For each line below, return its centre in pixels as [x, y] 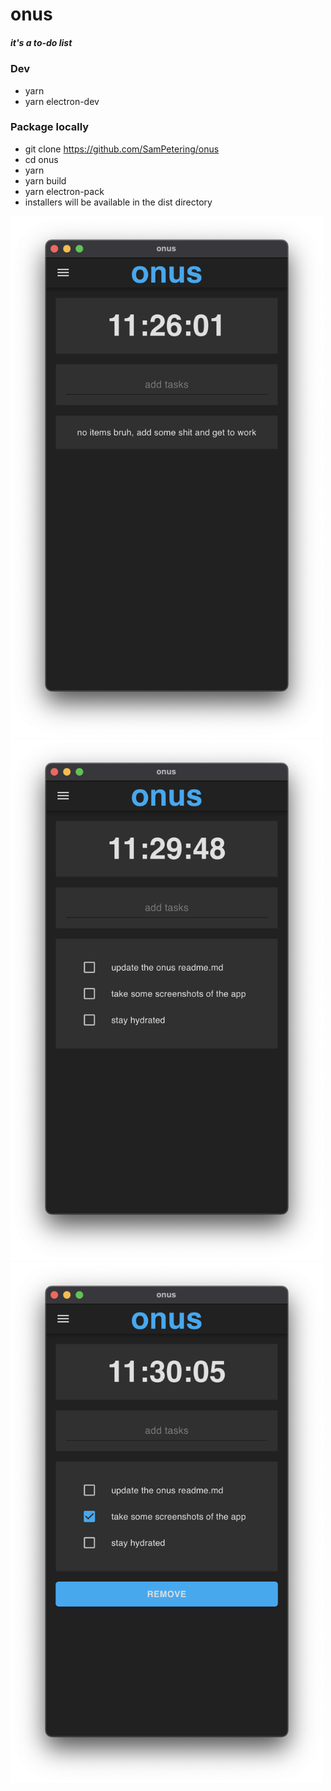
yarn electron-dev [62, 101]
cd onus [41, 159]
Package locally [50, 127]
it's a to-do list [41, 42]
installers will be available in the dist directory [118, 202]
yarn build [45, 180]
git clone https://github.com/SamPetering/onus [122, 149]
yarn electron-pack [64, 191]
